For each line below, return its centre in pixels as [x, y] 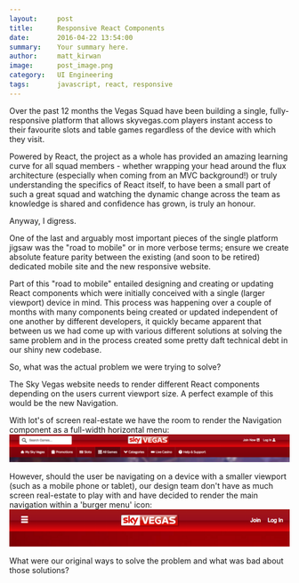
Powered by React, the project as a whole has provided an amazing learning [149, 156]
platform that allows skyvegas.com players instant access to [162, 120]
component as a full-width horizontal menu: [89, 429]
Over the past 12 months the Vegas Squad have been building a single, [139, 110]
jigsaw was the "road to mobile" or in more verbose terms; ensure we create [149, 247]
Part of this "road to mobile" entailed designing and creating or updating [141, 284]
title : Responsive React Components [87, 28]
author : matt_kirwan [55, 56]
